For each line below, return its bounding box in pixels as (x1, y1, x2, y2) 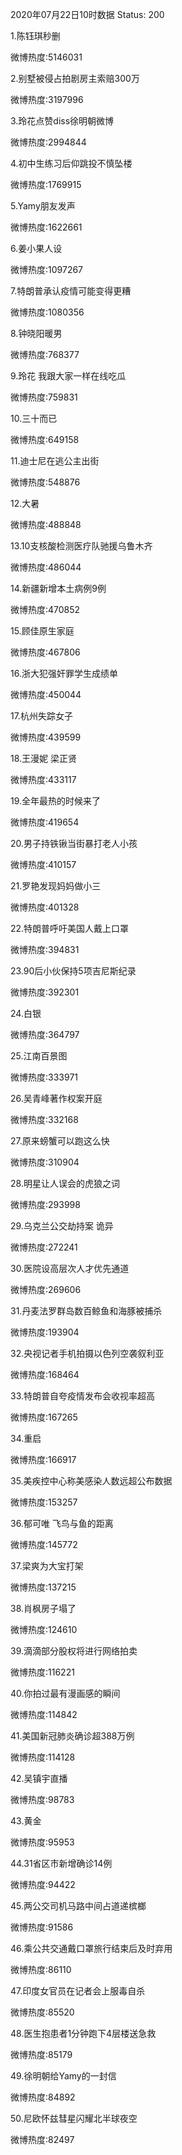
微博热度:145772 (10, 1539, 78, 1550)
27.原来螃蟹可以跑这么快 (10, 1135, 110, 1147)
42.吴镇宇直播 (10, 1773, 68, 1784)
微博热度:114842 (10, 1709, 78, 1720)
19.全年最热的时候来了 (10, 795, 102, 807)
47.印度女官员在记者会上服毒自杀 (10, 1985, 146, 1997)
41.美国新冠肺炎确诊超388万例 (10, 1730, 135, 1742)
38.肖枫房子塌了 (10, 1603, 77, 1614)
